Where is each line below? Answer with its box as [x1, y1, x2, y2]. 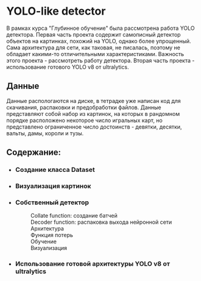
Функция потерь [30, 232, 73, 239]
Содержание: [6, 148, 62, 158]
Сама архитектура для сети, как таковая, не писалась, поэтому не [6, 44, 181, 51]
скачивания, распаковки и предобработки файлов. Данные [6, 104, 161, 111]
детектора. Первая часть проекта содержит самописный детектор [6, 30, 181, 38]
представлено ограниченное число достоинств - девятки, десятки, [6, 123, 182, 130]
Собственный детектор [15, 198, 90, 207]
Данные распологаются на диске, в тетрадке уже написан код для [6, 97, 181, 104]
